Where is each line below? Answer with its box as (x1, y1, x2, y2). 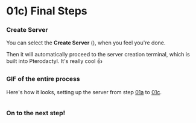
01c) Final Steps (6, 4, 87, 18)
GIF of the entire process (6, 75, 80, 83)
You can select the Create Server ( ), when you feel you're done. (6, 39, 166, 46)
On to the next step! (6, 109, 66, 117)
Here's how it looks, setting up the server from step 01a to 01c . (6, 88, 162, 95)
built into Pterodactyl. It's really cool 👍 (6, 58, 103, 65)
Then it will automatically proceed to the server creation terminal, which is (6, 51, 190, 58)
